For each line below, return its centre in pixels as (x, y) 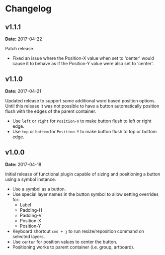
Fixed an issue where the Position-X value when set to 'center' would (83, 58)
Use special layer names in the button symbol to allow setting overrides (85, 194)
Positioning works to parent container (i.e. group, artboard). (73, 247)
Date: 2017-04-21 (23, 91)
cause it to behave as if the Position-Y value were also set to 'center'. (83, 63)
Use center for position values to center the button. (65, 242)
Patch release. (20, 48)
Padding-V (31, 215)
